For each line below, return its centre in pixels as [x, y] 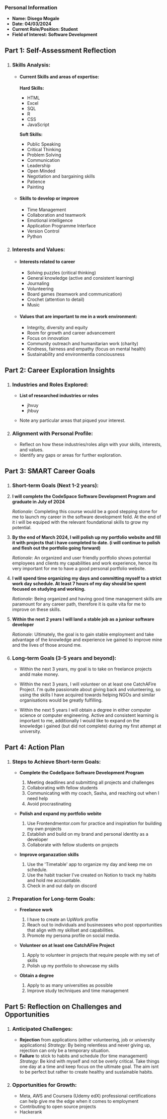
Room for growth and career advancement [71, 333]
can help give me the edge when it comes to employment [79, 1101]
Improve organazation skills [49, 854]
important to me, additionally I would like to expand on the [79, 721]
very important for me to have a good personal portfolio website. [79, 569]
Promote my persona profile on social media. [73, 936]
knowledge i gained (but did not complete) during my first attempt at [90, 726]
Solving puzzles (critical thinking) [62, 273]
